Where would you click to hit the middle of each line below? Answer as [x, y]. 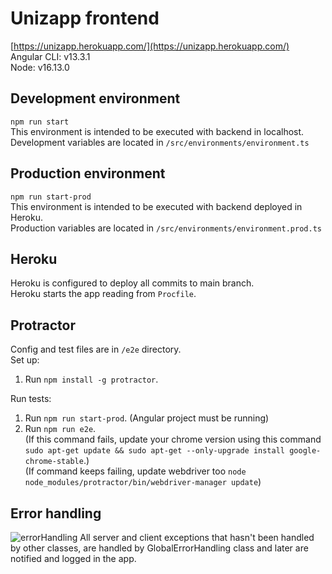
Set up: [25, 360]
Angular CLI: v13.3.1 [50, 56]
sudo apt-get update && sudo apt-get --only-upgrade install [155, 451]
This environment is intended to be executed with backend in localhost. [157, 131]
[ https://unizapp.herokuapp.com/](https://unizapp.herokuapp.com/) [150, 46]
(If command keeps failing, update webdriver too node [135, 471]
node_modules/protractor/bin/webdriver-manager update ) [143, 482]
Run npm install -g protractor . [91, 379]
